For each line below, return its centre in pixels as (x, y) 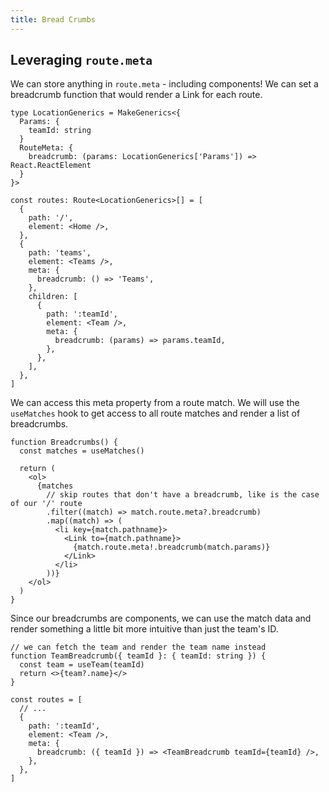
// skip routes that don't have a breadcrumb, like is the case (183, 495)
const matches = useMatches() (82, 451)
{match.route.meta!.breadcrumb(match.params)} (172, 547)
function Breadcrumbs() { (64, 442)
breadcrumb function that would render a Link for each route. (136, 95)
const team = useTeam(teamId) (82, 665)
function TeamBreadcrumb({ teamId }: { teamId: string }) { (138, 656)
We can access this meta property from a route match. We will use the (155, 403)
